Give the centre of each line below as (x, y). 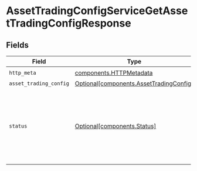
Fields (18, 45)
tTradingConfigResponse (69, 23)
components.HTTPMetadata (114, 73)
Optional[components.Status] (116, 126)
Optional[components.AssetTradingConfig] (134, 83)
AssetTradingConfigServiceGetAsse (97, 11)
